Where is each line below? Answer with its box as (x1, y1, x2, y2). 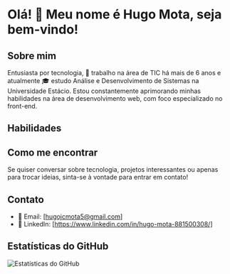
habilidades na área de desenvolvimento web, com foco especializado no (7, 94, 223, 102)
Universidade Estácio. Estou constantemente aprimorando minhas (7, 87, 202, 95)
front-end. (7, 102, 38, 110)
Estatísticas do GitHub (7, 241, 109, 253)
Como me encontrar (7, 146, 98, 158)
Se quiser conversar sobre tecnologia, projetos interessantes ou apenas (7, 165, 219, 174)
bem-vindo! (7, 21, 79, 38)
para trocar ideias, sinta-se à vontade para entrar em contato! (7, 173, 189, 182)
